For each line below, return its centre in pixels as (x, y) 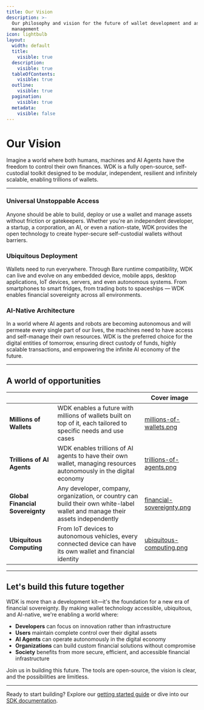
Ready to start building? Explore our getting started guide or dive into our (98, 694)
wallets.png (161, 427)
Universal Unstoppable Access (53, 201)
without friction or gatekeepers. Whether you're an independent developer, (100, 221)
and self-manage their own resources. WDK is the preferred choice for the (99, 337)
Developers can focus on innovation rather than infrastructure (93, 626)
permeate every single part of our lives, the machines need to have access (100, 330)
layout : (16, 40)
